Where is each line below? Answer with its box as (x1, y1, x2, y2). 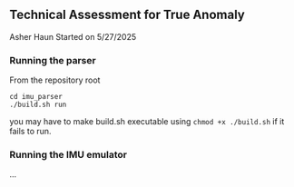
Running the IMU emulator (9, 149, 127, 162)
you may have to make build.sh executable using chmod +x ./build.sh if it (9, 116, 285, 127)
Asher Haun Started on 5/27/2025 (9, 31, 137, 42)
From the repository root (9, 74, 101, 85)
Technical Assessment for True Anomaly (9, 7, 245, 23)
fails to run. (9, 126, 52, 137)
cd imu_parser (9, 93, 64, 102)
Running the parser (9, 54, 97, 66)
